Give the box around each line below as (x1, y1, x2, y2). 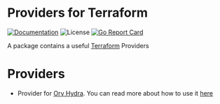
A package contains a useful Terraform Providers (7, 41, 149, 50)
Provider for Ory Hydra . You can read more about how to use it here (17, 89, 214, 97)
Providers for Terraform (7, 5, 149, 21)
